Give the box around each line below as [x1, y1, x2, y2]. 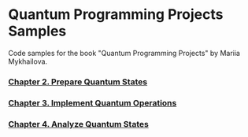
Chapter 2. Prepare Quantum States [8, 76, 148, 87]
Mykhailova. [8, 57, 48, 66]
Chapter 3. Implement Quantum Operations [8, 97, 177, 108]
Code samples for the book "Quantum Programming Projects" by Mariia [8, 48, 240, 57]
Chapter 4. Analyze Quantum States [8, 118, 150, 129]
